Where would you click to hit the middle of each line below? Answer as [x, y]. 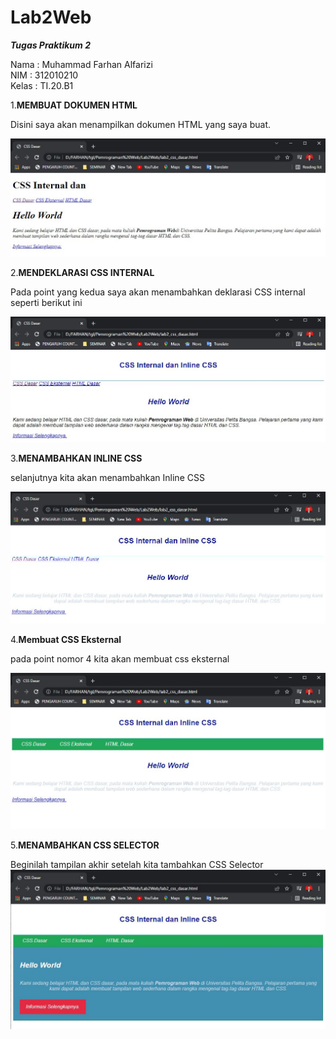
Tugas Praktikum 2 [50, 45]
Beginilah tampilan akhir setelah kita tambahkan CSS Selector [137, 865]
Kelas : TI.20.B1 [42, 85]
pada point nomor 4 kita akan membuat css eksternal [120, 658]
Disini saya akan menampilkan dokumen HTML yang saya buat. [140, 124]
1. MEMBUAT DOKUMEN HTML [74, 105]
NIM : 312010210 [44, 75]
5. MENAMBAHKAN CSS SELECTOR [85, 845]
